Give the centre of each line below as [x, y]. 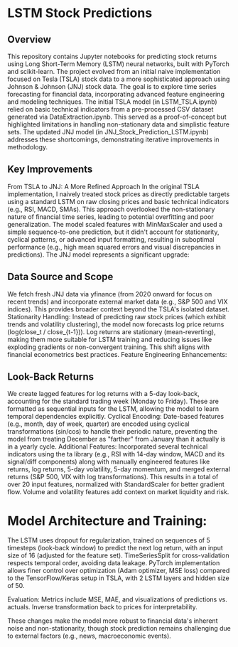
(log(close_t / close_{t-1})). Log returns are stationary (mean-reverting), [112, 331]
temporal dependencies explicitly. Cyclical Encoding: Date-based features [116, 417]
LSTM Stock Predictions [80, 13]
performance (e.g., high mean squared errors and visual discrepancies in [114, 247]
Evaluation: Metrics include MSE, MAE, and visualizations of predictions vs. [117, 599]
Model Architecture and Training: [107, 521]
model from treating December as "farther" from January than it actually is [117, 439]
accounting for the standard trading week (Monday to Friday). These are [113, 401]
